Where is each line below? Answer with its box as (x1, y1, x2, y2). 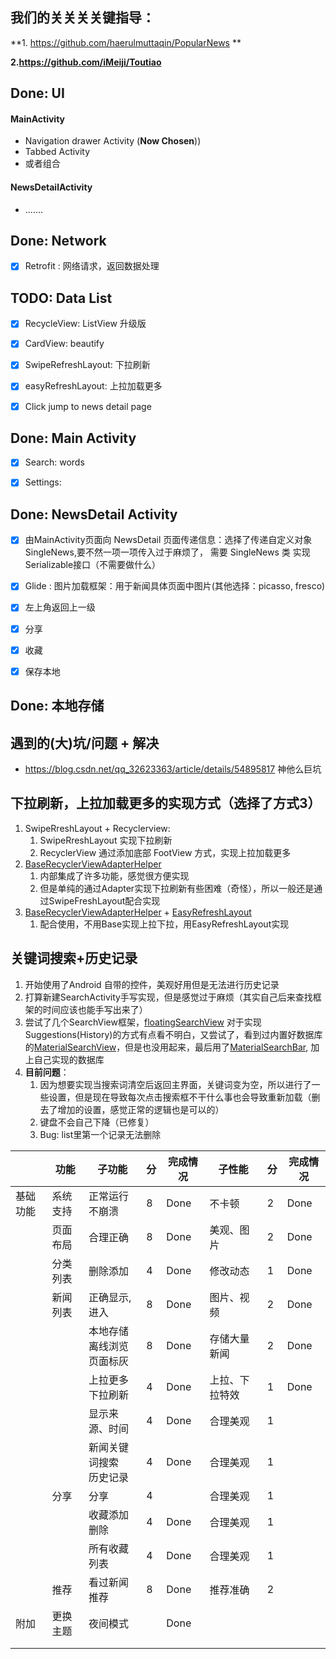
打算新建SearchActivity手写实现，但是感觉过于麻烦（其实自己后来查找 (24, 991, 313, 1003)
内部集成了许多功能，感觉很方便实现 (39, 869, 190, 882)
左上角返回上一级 (24, 601, 96, 613)
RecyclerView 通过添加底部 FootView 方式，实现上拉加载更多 (39, 846, 292, 858)
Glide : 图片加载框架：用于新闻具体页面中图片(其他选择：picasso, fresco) (24, 580, 326, 592)
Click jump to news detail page (24, 400, 152, 412)
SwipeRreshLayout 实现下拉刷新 (39, 834, 173, 846)
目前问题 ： (24, 1066, 70, 1078)
